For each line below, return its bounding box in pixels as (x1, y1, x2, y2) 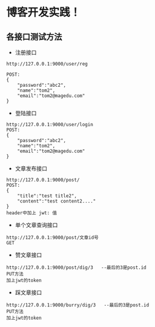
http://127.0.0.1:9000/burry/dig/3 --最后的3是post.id (6, 302, 150, 308)
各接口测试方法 (6, 32, 62, 42)
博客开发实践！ (6, 5, 81, 19)
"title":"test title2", (17, 193, 77, 199)
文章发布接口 (15, 165, 47, 172)
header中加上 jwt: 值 (6, 210, 58, 216)
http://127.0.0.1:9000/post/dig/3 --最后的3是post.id (6, 265, 147, 271)
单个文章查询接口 (15, 221, 58, 228)
